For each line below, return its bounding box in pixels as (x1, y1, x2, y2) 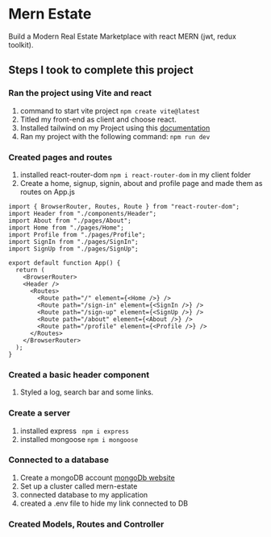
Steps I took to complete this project (8, 64, 194, 77)
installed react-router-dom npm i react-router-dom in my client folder (19, 170, 252, 180)
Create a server (8, 407, 71, 419)
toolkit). (8, 39, 34, 49)
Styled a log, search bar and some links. (19, 387, 154, 397)
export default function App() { (8, 258, 121, 266)
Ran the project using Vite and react (8, 88, 152, 99)
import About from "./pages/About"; (8, 217, 131, 225)
